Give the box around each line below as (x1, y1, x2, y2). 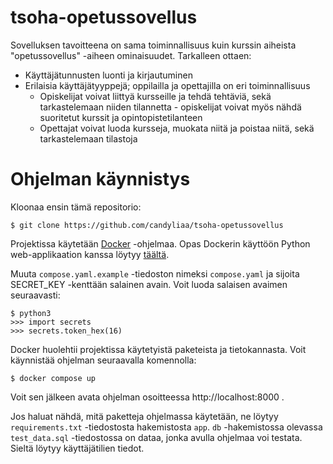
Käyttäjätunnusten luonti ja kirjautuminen (24, 69, 193, 81)
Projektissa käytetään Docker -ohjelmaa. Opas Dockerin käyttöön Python (10, 237, 311, 250)
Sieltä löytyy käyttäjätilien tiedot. (10, 442, 145, 454)
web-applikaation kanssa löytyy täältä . (10, 248, 170, 260)
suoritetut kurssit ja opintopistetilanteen (39, 111, 203, 123)
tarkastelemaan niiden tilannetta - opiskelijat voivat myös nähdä (39, 101, 302, 113)
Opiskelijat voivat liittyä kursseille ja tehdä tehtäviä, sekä (39, 90, 272, 102)
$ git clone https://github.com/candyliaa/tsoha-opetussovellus (10, 220, 284, 230)
